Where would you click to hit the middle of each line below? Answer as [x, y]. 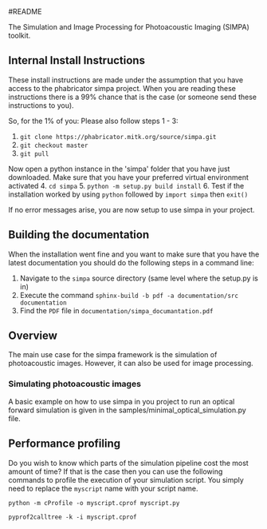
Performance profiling [65, 444]
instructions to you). [41, 105]
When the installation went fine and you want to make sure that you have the [134, 254]
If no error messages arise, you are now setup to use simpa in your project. [132, 209]
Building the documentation [79, 235]
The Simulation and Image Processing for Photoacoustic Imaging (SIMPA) [129, 27]
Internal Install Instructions [77, 60]
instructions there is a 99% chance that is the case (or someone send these [133, 97]
